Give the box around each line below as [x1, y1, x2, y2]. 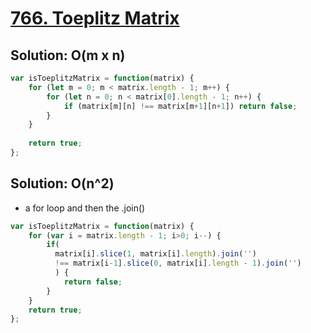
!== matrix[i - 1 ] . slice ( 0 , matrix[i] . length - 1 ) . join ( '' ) [54, 258, 302, 269]
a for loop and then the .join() [24, 202, 146, 214]
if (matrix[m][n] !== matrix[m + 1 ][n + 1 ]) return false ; [63, 101, 298, 111]
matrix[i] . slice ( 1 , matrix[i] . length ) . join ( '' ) [54, 249, 257, 259]
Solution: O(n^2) [10, 175, 115, 192]
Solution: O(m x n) [10, 47, 126, 64]
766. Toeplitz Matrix [10, 7, 180, 30]
